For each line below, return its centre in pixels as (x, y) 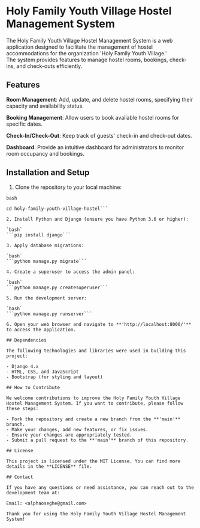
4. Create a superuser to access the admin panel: (71, 272)
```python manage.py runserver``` (49, 314)
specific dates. (25, 124)
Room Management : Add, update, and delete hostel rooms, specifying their (100, 99)
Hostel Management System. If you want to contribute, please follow (95, 403)
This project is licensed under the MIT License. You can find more (93, 461)
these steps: (22, 408)
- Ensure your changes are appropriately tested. (69, 435)
